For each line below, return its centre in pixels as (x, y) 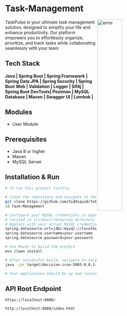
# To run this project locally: (38, 188)
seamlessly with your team (32, 48)
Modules (19, 112)
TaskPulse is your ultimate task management (50, 22)
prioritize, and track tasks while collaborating (50, 43)
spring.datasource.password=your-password (49, 238)
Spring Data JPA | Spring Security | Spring (49, 81)
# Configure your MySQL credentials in (46, 215)
